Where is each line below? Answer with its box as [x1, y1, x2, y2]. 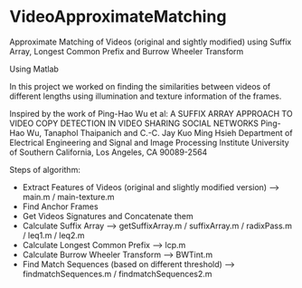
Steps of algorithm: [9, 164, 81, 175]
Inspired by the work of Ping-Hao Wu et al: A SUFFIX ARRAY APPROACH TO [9, 108, 293, 119]
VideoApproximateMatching [9, 6, 227, 27]
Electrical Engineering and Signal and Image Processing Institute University [9, 137, 289, 148]
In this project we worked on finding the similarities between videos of [9, 81, 271, 91]
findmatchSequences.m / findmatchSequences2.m [22, 268, 212, 279]
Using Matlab [9, 63, 59, 74]
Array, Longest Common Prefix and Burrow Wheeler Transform [9, 45, 244, 56]
